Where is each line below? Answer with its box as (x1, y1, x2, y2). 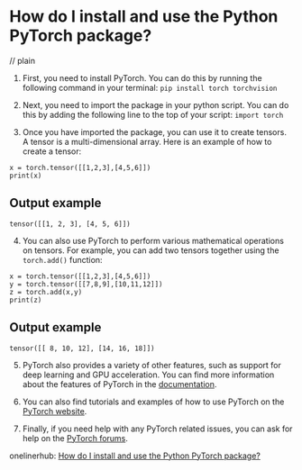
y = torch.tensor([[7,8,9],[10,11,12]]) (9, 279, 164, 289)
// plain (9, 55, 36, 66)
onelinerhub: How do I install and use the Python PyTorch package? (9, 450, 261, 461)
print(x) (9, 171, 42, 180)
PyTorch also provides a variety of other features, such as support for (22, 359, 282, 370)
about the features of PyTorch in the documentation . (22, 378, 217, 389)
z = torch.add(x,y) (9, 287, 83, 296)
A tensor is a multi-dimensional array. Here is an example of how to (22, 136, 272, 147)
